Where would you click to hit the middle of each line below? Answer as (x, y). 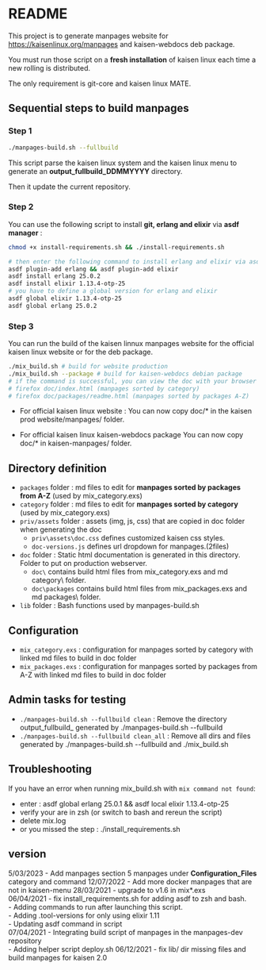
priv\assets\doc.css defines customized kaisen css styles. (128, 538)
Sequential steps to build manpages (99, 108)
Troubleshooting (50, 770)
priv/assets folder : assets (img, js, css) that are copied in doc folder (132, 522)
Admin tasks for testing (67, 700)
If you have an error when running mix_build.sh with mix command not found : (132, 788)
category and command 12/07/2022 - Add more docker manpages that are (130, 881)
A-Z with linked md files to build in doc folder (93, 675)
